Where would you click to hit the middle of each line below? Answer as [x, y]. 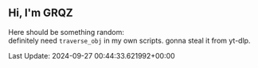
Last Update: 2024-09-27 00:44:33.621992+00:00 [92, 55]
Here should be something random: [66, 32]
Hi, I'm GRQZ [41, 13]
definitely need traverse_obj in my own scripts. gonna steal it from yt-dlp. [129, 40]
